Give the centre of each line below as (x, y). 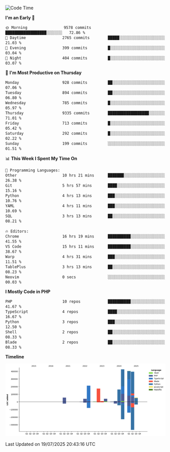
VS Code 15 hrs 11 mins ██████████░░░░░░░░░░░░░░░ (85, 247)
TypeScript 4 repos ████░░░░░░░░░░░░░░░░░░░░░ (85, 312)
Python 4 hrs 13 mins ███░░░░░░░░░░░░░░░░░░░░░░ (85, 196)
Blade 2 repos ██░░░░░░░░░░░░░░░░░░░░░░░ (85, 342)
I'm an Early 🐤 (20, 18)
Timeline (15, 357)
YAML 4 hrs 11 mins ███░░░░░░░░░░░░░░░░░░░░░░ (85, 206)
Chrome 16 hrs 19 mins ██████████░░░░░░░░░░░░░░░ (85, 236)
